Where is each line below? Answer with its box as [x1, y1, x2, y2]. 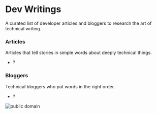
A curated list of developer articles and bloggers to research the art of [5, 20, 152, 26]
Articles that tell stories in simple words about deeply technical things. [5, 49, 152, 56]
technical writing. [5, 25, 42, 31]
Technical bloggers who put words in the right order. [5, 83, 115, 89]
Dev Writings [5, 4, 61, 15]
